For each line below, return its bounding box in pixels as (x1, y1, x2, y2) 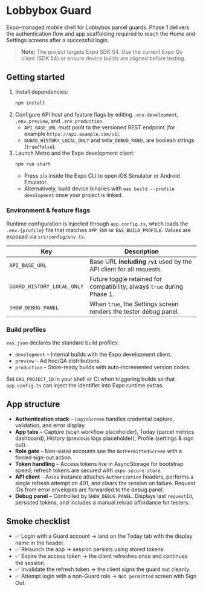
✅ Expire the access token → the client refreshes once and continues (14, 552, 188, 560)
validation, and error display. (14, 421, 86, 429)
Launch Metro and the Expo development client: (14, 149, 135, 157)
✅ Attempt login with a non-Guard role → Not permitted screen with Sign (14, 572, 197, 580)
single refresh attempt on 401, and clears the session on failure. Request (14, 479, 196, 486)
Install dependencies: (14, 88, 69, 95)
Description (124, 247, 159, 256)
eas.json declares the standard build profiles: (6, 339, 120, 346)
